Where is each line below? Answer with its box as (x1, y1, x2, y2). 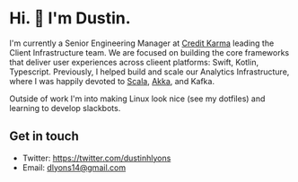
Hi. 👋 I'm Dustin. (9, 8, 132, 29)
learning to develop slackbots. (9, 102, 121, 113)
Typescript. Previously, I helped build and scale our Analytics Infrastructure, (9, 66, 290, 77)
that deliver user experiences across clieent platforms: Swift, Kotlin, (9, 56, 259, 67)
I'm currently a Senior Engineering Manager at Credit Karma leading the (9, 38, 275, 48)
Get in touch (9, 129, 79, 144)
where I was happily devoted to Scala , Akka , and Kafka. (9, 75, 215, 86)
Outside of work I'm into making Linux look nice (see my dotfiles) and (9, 93, 266, 104)
